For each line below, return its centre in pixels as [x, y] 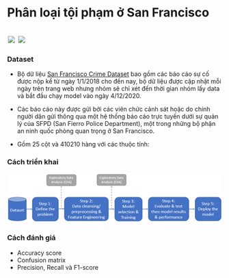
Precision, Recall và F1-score [58, 267]
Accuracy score [39, 253]
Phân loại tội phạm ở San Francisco [108, 13]
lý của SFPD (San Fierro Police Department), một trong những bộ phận [116, 124]
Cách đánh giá [31, 238]
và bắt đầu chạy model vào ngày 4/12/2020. [79, 96]
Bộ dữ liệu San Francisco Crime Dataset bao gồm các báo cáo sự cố [113, 74]
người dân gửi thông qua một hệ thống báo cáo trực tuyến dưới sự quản [118, 116]
